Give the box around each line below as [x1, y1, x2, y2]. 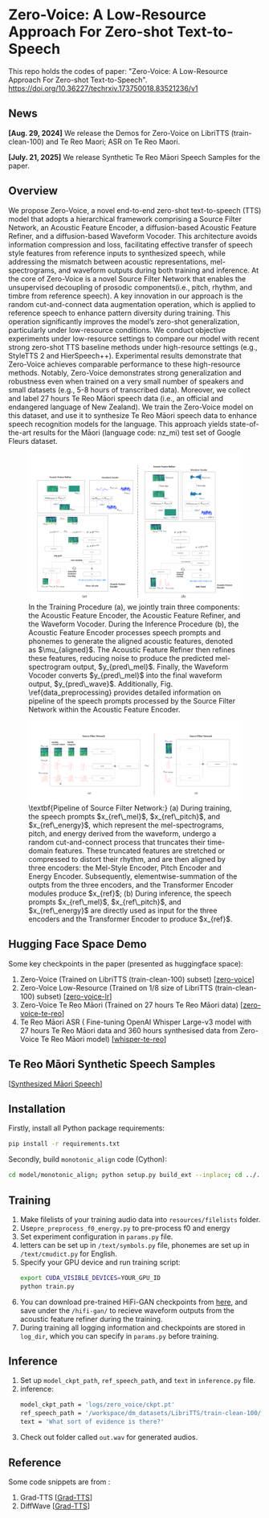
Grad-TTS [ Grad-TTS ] [19, 1492, 93, 1502]
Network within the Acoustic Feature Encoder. [28, 705, 181, 715]
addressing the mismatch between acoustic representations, [8, 256, 209, 266]
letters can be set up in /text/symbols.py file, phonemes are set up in [19, 1240, 250, 1249]
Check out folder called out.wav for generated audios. [19, 1433, 198, 1442]
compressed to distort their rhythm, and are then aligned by [28, 854, 226, 864]
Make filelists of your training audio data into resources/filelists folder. [19, 1214, 261, 1224]
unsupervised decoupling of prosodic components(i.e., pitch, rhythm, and [8, 282, 253, 292]
